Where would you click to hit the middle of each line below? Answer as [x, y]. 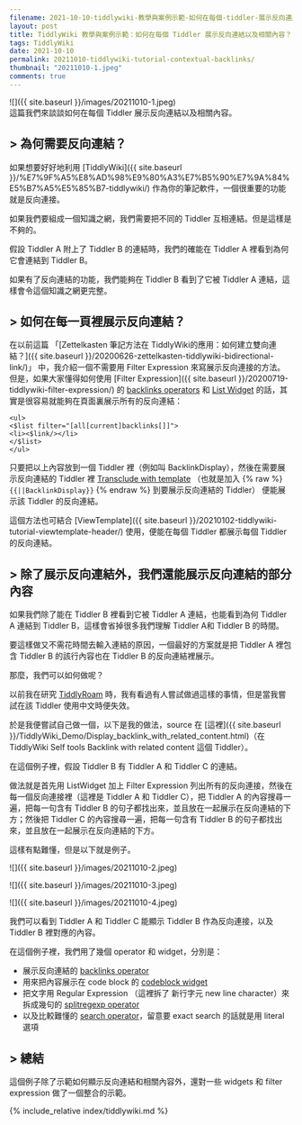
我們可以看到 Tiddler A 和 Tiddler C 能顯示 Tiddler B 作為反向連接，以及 [142, 921]
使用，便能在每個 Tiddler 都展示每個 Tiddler [206, 531]
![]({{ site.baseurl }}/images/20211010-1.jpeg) [93, 102]
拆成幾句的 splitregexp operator [81, 1004]
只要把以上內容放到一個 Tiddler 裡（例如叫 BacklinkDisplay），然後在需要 [144, 467]
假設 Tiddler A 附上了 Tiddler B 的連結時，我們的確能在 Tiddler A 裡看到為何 [149, 249]
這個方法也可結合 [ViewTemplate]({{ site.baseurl [98, 521]
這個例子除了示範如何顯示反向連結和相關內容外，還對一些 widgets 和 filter [146, 1081]
